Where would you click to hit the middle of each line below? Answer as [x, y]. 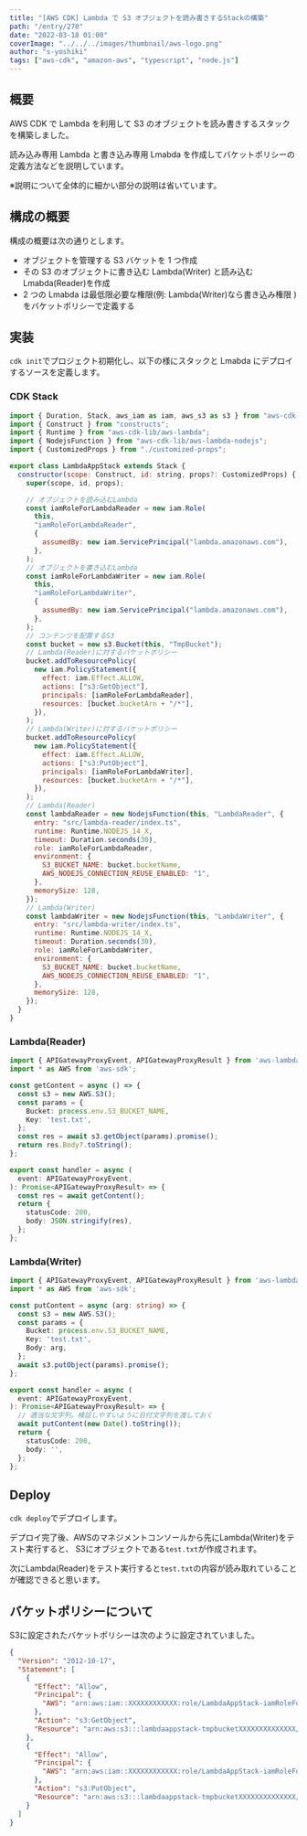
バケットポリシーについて [81, 1612]
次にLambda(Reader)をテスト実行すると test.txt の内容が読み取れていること [153, 1568]
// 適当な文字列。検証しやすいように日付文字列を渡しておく [115, 1415]
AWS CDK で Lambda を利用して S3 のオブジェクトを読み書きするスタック [150, 123]
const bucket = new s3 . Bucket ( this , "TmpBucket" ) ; [124, 644]
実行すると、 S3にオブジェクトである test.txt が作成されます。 [143, 1549]
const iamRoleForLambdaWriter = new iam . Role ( [116, 576]
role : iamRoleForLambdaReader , [93, 848]
